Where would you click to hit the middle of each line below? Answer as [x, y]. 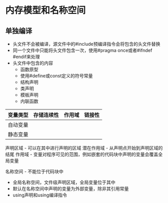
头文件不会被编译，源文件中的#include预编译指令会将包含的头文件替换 [86, 44]
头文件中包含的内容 [33, 63]
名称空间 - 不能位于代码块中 [34, 171]
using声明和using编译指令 [40, 195]
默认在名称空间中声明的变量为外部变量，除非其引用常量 [71, 188]
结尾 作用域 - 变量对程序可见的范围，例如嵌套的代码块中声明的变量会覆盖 [82, 154]
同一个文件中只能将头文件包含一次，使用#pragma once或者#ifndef [82, 50]
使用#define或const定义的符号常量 [57, 76]
